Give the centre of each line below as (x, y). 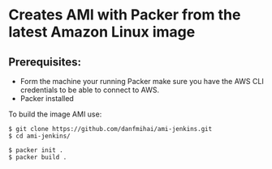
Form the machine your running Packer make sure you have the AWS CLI (142, 81)
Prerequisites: (45, 62)
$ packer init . (36, 150)
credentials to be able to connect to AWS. (90, 90)
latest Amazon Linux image (102, 32)
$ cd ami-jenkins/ (39, 136)
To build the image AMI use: (55, 114)
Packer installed (47, 98)
